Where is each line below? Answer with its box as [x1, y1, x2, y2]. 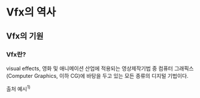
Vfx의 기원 [6, 31, 44, 41]
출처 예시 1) [6, 84, 31, 92]
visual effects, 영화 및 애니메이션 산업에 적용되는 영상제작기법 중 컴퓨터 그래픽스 [6, 65, 194, 72]
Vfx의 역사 [6, 5, 56, 19]
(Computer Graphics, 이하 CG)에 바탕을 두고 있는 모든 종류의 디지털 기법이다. [6, 72, 189, 79]
